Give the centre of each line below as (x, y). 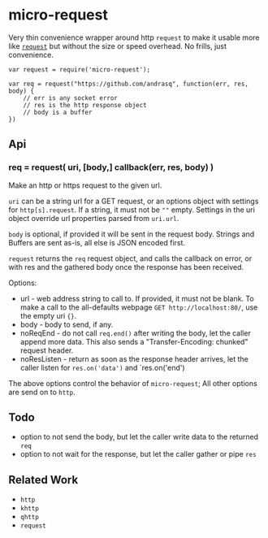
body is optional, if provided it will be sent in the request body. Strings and (132, 234)
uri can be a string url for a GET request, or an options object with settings (134, 201)
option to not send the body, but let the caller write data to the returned (139, 437)
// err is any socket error (70, 98)
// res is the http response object (85, 105)
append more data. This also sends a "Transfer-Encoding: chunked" (134, 341)
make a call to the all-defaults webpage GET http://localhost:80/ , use (139, 307)
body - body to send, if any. (67, 324)
